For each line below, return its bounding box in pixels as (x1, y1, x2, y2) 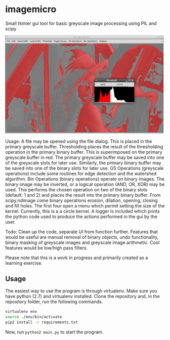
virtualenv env (5, 309, 37, 314)
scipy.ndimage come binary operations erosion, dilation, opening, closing (5, 197, 158, 203)
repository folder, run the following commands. (5, 299, 103, 305)
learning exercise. (5, 260, 42, 266)
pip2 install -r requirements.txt (5, 320, 78, 325)
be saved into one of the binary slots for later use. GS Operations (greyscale (5, 165, 164, 171)
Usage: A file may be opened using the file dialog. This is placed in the (5, 138, 152, 144)
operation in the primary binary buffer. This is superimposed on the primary (5, 149, 163, 155)
